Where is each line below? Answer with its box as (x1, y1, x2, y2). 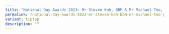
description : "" (5, 21, 39, 26)
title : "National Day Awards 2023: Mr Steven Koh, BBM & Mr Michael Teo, (5, 7, 163, 12)
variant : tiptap (5, 16, 39, 21)
